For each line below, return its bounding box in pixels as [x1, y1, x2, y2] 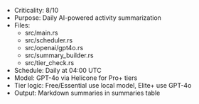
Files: [14, 21, 31, 29]
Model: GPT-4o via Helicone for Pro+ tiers [14, 74, 138, 82]
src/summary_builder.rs [24, 51, 94, 59]
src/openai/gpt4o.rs [24, 44, 84, 52]
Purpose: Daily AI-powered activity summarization [14, 13, 162, 22]
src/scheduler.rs [24, 36, 73, 45]
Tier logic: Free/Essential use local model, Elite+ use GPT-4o [14, 81, 192, 89]
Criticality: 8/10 [14, 6, 59, 14]
